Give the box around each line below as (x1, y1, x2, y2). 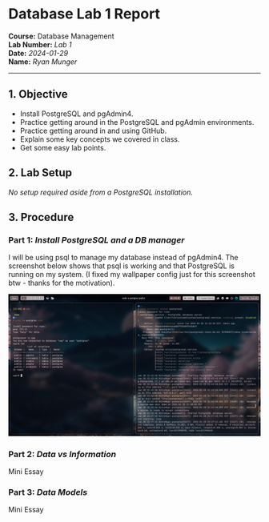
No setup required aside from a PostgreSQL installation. (8, 187, 194, 197)
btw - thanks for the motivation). (8, 278, 115, 288)
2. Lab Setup (8, 166, 73, 180)
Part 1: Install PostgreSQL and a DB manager (8, 234, 185, 245)
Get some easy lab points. (19, 143, 106, 152)
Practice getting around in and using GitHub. (19, 126, 167, 135)
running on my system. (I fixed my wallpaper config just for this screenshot (8, 270, 256, 279)
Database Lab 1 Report (8, 5, 161, 23)
